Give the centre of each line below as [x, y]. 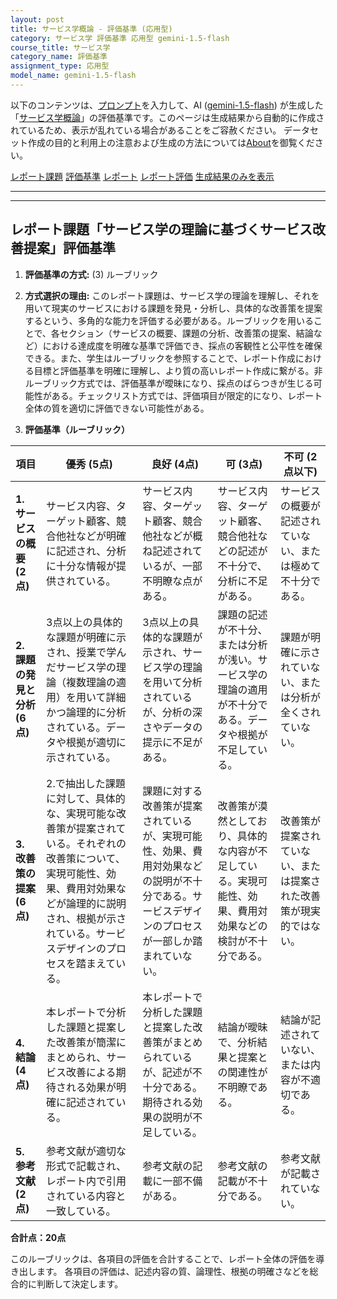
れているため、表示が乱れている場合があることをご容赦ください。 [146, 130]
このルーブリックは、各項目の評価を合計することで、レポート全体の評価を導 [167, 1258]
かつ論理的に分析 [86, 712]
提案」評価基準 [69, 248]
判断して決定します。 [80, 1283]
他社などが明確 [91, 536]
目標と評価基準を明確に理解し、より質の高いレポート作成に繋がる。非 [178, 370]
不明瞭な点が [172, 581]
